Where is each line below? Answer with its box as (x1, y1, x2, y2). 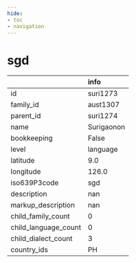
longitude (10, 167, 41, 176)
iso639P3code (10, 178, 59, 187)
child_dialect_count (10, 234, 73, 244)
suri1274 (87, 111, 118, 121)
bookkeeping (10, 133, 53, 143)
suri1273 (87, 89, 118, 98)
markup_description (10, 201, 76, 210)
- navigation (7, 23, 45, 30)
